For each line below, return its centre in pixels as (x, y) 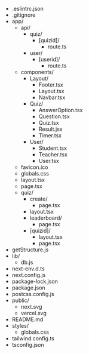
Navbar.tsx (52, 97)
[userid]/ (49, 59)
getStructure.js (30, 250)
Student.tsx (53, 148)
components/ (37, 72)
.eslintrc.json (27, 9)
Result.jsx (50, 129)
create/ (39, 199)
